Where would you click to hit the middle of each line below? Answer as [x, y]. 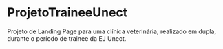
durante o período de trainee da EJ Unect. [67, 38]
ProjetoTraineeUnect [67, 13]
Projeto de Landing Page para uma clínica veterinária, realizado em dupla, [112, 31]
